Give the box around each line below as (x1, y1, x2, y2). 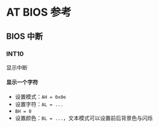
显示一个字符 (6, 78, 38, 86)
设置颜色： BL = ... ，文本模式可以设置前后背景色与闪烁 (14, 114, 154, 122)
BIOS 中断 (6, 31, 43, 41)
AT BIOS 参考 (6, 5, 72, 19)
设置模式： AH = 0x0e (14, 93, 66, 101)
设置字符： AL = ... (14, 101, 64, 108)
